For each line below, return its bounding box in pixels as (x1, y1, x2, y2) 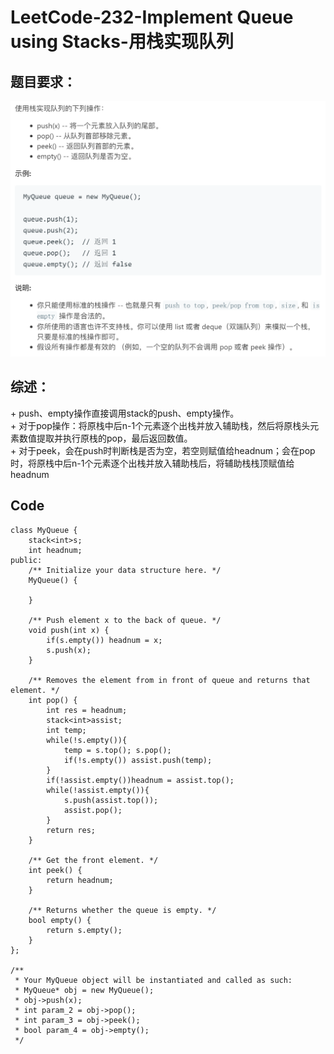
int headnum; (28, 545, 83, 555)
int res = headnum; (46, 705, 128, 715)
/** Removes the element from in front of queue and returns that (28, 675, 311, 685)
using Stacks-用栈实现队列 (10, 31, 234, 53)
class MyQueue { (10, 525, 78, 535)
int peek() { (28, 865, 83, 875)
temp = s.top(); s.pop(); (63, 745, 172, 755)
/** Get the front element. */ (28, 855, 159, 865)
